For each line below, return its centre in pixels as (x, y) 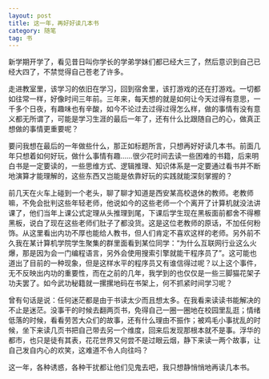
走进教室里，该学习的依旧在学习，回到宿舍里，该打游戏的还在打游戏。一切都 (134, 89)
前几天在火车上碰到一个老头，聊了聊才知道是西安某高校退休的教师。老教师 (131, 193)
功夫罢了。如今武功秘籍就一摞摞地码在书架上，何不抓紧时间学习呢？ (120, 283)
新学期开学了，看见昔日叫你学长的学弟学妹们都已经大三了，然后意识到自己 (131, 62)
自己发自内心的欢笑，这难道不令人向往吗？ (78, 350)
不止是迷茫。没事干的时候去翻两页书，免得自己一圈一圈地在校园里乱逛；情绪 (134, 310)
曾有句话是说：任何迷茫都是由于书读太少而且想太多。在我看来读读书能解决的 (134, 300)
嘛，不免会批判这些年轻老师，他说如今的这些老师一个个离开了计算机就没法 (131, 203)
